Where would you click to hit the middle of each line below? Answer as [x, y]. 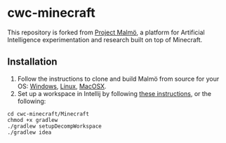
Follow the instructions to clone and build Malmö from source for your [118, 79]
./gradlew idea [29, 132]
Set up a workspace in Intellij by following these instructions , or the [114, 93]
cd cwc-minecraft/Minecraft [48, 114]
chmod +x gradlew [33, 120]
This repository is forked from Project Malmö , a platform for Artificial [106, 32]
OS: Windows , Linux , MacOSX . [62, 86]
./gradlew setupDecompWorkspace [54, 126]
